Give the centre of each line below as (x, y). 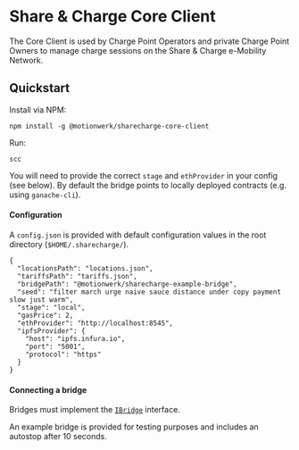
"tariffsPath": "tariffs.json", (78, 276)
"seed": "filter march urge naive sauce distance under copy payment (149, 292)
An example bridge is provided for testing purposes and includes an (134, 427)
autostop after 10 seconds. (58, 437)
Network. (26, 60)
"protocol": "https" (63, 354)
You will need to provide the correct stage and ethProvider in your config (144, 175)
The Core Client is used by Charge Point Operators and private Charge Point (149, 41)
